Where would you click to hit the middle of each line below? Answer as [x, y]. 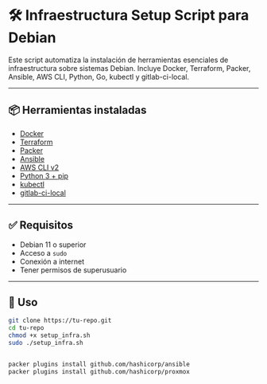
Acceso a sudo [43, 253]
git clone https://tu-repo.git [60, 321]
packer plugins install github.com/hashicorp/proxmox [99, 371]
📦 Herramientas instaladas [77, 110]
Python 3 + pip [44, 175]
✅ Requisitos [41, 225]
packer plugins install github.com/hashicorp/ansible [99, 364]
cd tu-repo [26, 328]
